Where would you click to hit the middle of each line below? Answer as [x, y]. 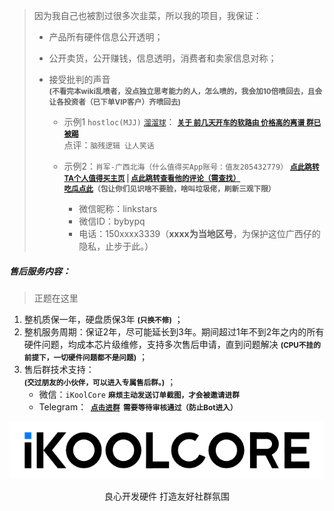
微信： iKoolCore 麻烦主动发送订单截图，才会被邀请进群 [139, 394]
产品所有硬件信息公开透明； [106, 37]
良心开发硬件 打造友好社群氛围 [167, 496]
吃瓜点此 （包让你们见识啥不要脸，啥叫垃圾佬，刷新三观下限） [169, 189]
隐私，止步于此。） [116, 246]
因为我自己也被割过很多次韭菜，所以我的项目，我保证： [147, 15]
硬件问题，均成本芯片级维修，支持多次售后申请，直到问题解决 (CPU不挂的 [172, 344]
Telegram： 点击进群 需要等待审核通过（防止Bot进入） [138, 406]
